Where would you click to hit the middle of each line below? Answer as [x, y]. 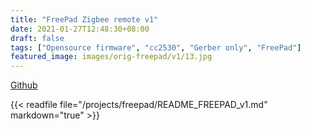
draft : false [37, 38]
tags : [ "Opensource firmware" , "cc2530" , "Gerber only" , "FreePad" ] [156, 47]
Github [24, 85]
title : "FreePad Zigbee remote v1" [84, 19]
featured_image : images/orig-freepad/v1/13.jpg [111, 57]
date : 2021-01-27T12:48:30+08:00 [80, 29]
